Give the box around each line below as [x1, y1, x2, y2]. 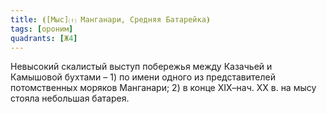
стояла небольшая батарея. [10, 92, 130, 105]
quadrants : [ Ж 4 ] [10, 33, 78, 43]
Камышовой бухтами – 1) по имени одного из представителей [10, 71, 276, 83]
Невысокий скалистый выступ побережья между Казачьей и [10, 61, 273, 73]
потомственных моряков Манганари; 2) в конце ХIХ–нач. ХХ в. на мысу [10, 82, 317, 94]
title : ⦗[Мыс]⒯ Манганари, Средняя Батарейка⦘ [10, 14, 211, 25]
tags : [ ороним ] [10, 24, 74, 34]
